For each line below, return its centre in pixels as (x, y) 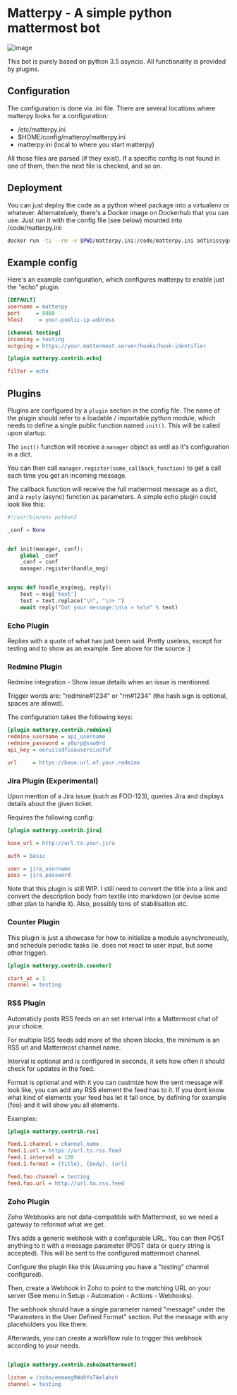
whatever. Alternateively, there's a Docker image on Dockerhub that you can (118, 212)
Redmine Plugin (35, 667)
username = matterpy (38, 307)
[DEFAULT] (22, 300)
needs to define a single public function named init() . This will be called (114, 425)
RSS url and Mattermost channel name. (64, 1047)
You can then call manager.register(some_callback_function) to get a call (114, 468)
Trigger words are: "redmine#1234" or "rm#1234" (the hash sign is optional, (117, 696)
